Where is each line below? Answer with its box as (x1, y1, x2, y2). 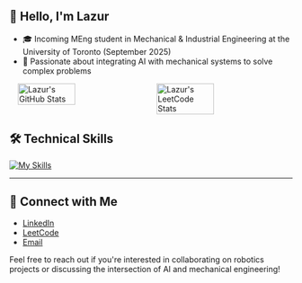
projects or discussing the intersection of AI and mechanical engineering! (9, 264, 280, 275)
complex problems (22, 65, 92, 76)
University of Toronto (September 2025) (22, 46, 172, 57)
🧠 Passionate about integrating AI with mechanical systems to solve (22, 56, 273, 66)
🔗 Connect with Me (9, 194, 119, 209)
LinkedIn (22, 217, 55, 229)
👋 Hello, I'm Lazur (9, 9, 110, 24)
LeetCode (22, 227, 59, 238)
